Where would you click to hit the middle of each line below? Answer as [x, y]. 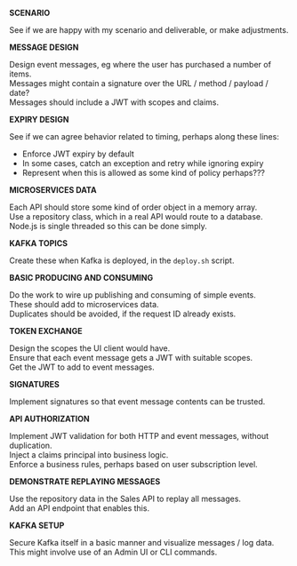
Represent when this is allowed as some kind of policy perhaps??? [143, 173]
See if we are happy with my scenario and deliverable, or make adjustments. [149, 30]
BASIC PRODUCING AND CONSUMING [81, 278]
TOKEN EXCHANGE [46, 331]
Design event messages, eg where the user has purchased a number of [140, 64]
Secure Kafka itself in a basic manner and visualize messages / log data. [142, 542]
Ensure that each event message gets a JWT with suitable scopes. [131, 358]
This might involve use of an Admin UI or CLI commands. [113, 552]
